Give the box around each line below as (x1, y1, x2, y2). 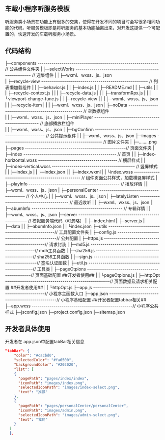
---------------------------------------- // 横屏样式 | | (38, 157, 146, 163)
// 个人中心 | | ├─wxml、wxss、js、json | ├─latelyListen (26, 193, 139, 199)
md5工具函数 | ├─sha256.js (39, 247, 95, 253)
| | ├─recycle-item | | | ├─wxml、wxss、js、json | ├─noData (5, 102, 128, 108)
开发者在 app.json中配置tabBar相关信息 (5, 339, 84, 345)
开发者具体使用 (5, 325, 51, 333)
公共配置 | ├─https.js (60, 235, 103, 241)
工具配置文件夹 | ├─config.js (58, 229, 117, 235)
